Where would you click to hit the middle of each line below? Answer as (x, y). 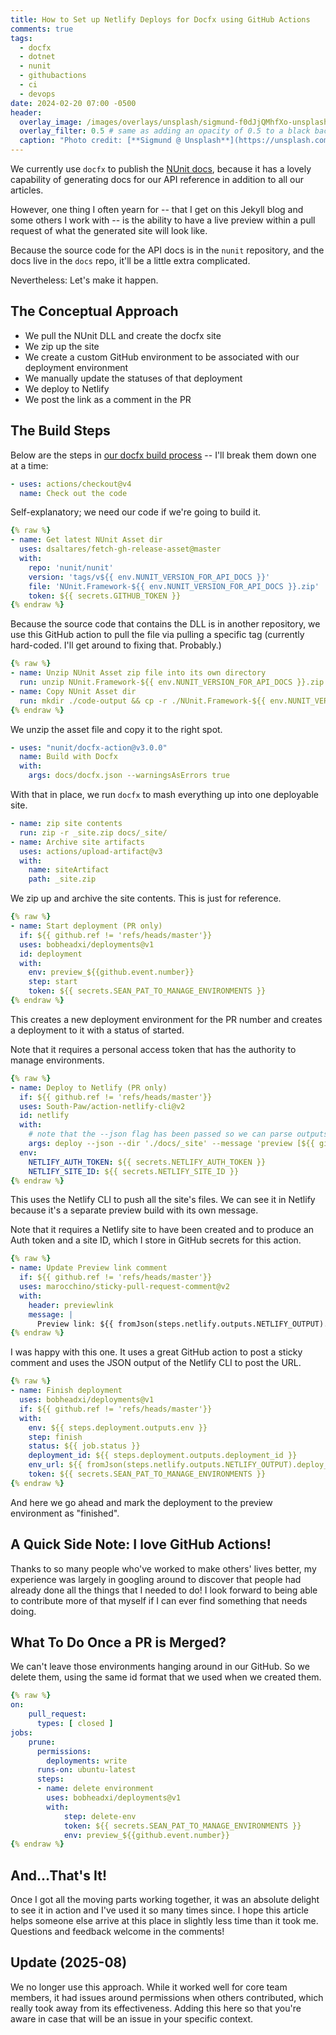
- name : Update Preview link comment (89, 1268)
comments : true (42, 29)
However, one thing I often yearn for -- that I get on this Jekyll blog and (157, 209)
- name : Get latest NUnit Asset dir (86, 540)
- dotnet (37, 57)
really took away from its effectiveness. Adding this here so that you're (156, 2008)
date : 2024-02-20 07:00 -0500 (73, 103)
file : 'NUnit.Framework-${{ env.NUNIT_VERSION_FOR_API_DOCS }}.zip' (174, 586)
